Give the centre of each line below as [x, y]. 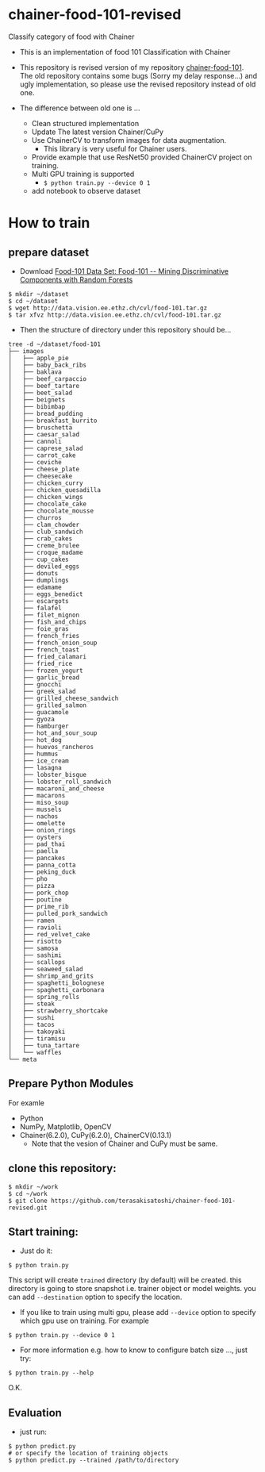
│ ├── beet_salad [40, 393]
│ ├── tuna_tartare [44, 1045]
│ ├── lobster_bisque [48, 774]
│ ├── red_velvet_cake [49, 934]
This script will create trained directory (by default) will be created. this [125, 1280]
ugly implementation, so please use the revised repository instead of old [138, 84]
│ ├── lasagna [35, 767]
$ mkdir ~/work [33, 1187]
